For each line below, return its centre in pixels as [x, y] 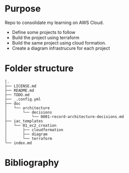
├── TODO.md [17, 95]
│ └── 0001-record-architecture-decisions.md [64, 116]
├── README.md [20, 90]
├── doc [13, 103]
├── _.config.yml [23, 99]
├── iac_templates [24, 121]
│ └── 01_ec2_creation [31, 125]
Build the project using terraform [46, 37]
